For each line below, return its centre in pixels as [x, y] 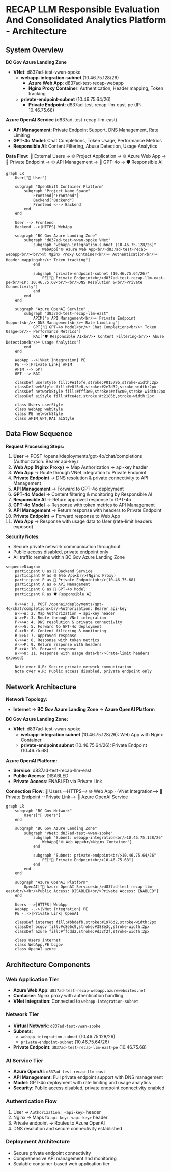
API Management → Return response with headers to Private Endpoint [87, 510]
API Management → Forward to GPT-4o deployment [68, 489]
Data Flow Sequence [39, 434]
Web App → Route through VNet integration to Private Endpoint [80, 472]
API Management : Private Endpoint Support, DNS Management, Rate [86, 130]
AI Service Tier [25, 1060]
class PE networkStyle [39, 414]
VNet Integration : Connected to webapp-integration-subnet [76, 1001]
